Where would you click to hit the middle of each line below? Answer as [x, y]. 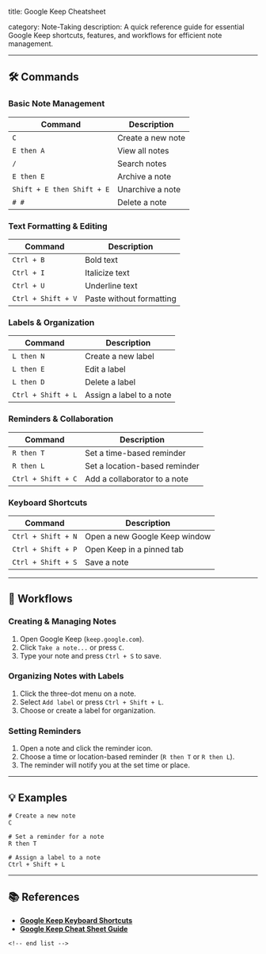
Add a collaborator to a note [136, 478]
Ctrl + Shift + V [45, 298]
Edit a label [105, 369]
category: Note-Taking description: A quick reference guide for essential [126, 27]
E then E [28, 176]
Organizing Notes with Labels [66, 676]
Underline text [111, 285]
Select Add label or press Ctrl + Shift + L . [92, 701]
